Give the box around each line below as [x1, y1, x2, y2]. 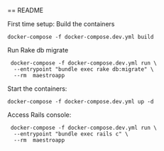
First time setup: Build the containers [7, 20, 115, 28]
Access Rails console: [7, 111, 72, 119]
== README [7, 6, 44, 14]
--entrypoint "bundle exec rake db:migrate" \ [13, 66, 154, 73]
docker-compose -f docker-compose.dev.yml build [7, 33, 154, 40]
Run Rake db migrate [7, 46, 69, 54]
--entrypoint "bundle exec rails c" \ [13, 130, 129, 138]
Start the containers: [7, 84, 67, 93]
